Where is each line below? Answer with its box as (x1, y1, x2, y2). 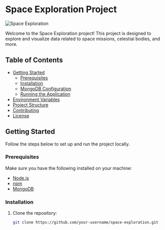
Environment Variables (12, 96, 60, 102)
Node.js (12, 175, 29, 181)
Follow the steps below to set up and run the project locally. (5, 141, 130, 147)
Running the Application (20, 91, 71, 97)
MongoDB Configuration (20, 85, 72, 92)
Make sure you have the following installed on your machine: (5, 165, 132, 171)
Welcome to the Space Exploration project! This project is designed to (5, 30, 151, 36)
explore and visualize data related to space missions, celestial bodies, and (5, 36, 160, 42)
